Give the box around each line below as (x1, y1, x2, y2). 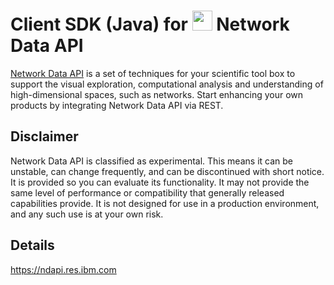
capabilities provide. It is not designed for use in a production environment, (10, 197, 320, 209)
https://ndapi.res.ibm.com (10, 263, 117, 275)
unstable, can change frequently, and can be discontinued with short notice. (10, 165, 325, 177)
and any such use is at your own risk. (10, 208, 164, 220)
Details (10, 237, 55, 254)
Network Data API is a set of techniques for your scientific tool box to (10, 67, 296, 79)
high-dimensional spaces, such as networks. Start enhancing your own (10, 88, 304, 100)
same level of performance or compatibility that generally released (10, 186, 285, 199)
